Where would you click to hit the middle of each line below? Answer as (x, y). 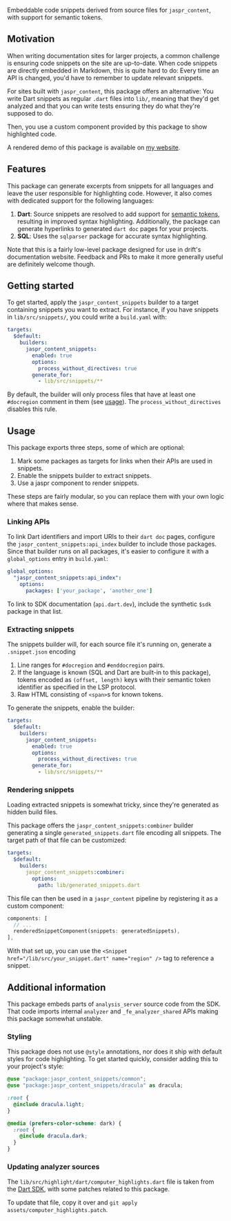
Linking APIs (29, 522)
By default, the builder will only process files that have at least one (101, 394)
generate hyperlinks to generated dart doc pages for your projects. (113, 228)
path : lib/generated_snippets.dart (89, 885)
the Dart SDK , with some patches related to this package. (89, 1189)
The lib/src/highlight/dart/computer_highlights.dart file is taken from (111, 1182)
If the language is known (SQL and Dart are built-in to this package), (114, 672)
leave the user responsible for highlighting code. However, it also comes (110, 193)
